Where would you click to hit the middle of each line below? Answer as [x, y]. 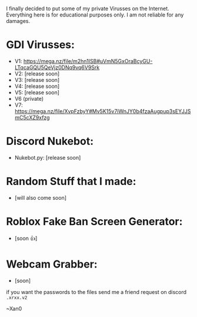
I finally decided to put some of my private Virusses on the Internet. [88, 9]
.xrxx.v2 [17, 298]
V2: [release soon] [37, 74]
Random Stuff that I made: [71, 181]
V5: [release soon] [37, 92]
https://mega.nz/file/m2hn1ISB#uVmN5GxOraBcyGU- [88, 61]
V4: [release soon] [37, 86]
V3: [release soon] [37, 80]
